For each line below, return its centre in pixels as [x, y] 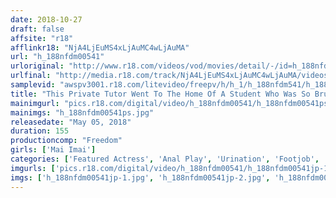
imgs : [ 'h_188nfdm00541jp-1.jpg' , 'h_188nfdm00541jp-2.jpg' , [140, 177]
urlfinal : [31, 76]
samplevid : [33, 85]
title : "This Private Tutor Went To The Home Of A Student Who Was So [160, 94]
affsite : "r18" [42, 38]
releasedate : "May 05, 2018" [71, 122]
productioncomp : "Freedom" [66, 141]
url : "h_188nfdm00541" [57, 57]
